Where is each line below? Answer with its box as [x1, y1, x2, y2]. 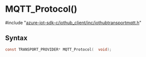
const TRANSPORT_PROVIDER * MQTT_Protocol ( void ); [5, 47, 112, 52]
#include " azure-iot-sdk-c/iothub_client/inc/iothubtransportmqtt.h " [5, 20, 142, 26]
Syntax [5, 34, 28, 42]
